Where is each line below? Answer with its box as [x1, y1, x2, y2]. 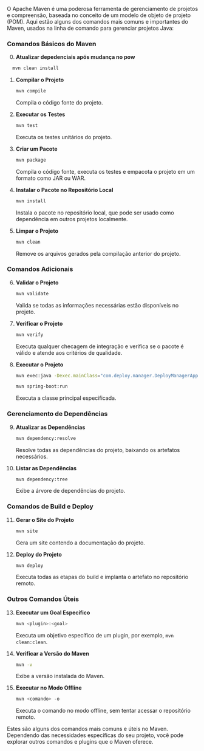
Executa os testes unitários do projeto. [15, 133, 112, 140]
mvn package [15, 157, 46, 163]
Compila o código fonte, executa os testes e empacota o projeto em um [15, 168, 195, 175]
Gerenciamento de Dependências [7, 410, 108, 418]
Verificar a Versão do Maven [15, 650, 90, 657]
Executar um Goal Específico [15, 609, 90, 616]
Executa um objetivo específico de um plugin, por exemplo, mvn [15, 631, 174, 639]
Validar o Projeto [15, 279, 59, 286]
